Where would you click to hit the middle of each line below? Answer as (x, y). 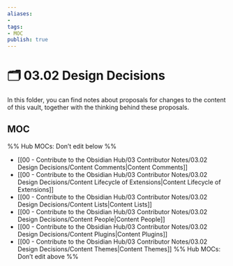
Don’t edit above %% (48, 256)
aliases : (20, 14)
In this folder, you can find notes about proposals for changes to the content (116, 100)
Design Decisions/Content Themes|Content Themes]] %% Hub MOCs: (119, 248)
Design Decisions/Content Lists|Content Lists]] (84, 204)
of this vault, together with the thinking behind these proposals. (98, 107)
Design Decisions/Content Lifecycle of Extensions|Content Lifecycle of (119, 182)
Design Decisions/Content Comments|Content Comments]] (103, 167)
